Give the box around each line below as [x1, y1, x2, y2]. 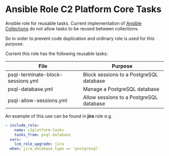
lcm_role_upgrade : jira [14, 141, 64, 147]
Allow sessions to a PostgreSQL [82, 93, 158, 100]
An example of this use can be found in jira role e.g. [5, 113, 113, 119]
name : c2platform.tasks [14, 127, 64, 132]
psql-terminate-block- [8, 71, 63, 78]
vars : [10, 137, 22, 142]
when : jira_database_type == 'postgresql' [10, 146, 100, 151]
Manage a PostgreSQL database [82, 85, 159, 92]
